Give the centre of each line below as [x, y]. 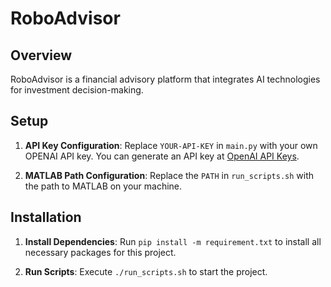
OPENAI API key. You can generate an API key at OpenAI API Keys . [162, 156]
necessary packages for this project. [100, 252]
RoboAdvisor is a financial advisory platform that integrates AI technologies [165, 79]
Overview [41, 55]
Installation [46, 217]
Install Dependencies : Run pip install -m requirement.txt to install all [173, 241]
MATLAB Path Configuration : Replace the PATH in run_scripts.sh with [169, 175]
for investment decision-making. [77, 90]
